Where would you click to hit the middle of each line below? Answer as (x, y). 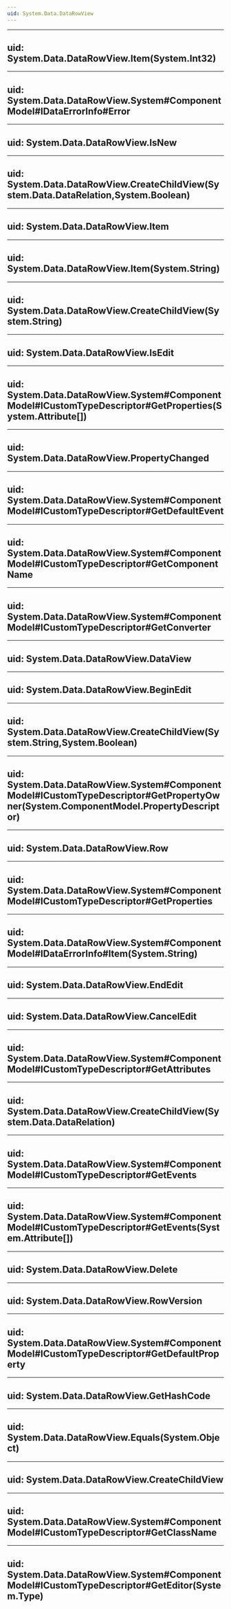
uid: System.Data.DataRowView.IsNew (92, 143)
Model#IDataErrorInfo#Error (69, 111)
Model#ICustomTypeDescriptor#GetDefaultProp (113, 1354)
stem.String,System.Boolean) (72, 743)
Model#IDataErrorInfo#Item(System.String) (102, 954)
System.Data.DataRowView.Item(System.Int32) (112, 59)
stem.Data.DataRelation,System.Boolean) (99, 196)
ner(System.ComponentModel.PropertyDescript (113, 806)
